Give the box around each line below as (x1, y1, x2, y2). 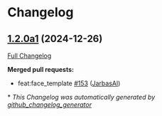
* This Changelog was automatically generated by (7, 93, 156, 101)
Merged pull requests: (7, 65, 75, 73)
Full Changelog (7, 51, 52, 60)
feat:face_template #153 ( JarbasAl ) (17, 79, 121, 88)
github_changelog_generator (7, 100, 92, 109)
